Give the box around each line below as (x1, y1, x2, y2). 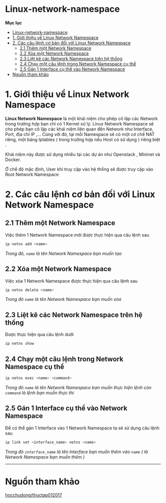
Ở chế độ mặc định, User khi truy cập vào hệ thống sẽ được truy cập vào (5, 166, 154, 172)
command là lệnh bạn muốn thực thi (5, 389, 74, 396)
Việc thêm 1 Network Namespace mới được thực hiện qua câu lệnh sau (5, 232, 150, 238)
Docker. (5, 157, 21, 163)
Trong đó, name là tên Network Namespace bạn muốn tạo (5, 251, 122, 256)
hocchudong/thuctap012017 (5, 492, 62, 498)
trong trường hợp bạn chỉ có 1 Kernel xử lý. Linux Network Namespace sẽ (5, 121, 154, 126)
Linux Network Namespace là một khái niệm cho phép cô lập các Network (5, 115, 158, 122)
